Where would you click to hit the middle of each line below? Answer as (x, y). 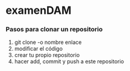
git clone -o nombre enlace (48, 42)
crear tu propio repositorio (47, 55)
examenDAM (39, 11)
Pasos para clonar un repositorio (54, 29)
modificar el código (39, 49)
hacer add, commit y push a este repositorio (69, 61)
